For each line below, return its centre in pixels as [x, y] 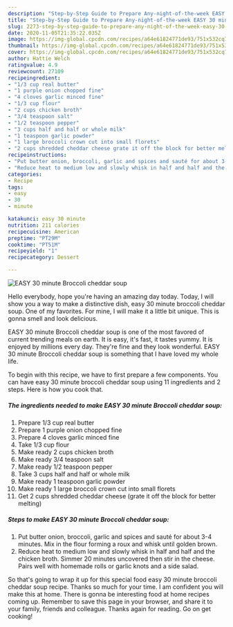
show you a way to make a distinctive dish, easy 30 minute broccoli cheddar [116, 304]
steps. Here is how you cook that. [56, 389]
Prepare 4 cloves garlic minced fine [68, 437]
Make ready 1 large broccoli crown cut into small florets [96, 489]
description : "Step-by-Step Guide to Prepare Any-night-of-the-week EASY [116, 13]
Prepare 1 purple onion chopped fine [70, 430]
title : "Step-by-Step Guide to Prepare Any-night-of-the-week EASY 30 [112, 20]
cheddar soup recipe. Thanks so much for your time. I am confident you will [116, 587]
